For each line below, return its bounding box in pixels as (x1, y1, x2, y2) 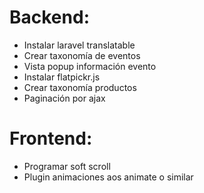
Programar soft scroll (23, 160, 111, 172)
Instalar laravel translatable (23, 39, 136, 51)
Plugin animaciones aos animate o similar (23, 171, 194, 183)
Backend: (9, 6, 90, 29)
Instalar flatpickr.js (23, 71, 101, 83)
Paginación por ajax (23, 92, 106, 104)
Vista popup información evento (23, 60, 157, 72)
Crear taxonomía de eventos (23, 49, 141, 61)
